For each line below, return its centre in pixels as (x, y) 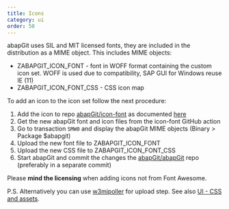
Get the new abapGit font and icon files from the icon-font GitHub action (119, 122)
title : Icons (26, 13)
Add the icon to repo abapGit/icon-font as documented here (102, 114)
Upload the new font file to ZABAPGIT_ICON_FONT (89, 143)
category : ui (26, 20)
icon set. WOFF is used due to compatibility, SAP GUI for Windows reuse (119, 73)
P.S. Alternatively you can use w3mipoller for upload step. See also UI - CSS (114, 191)
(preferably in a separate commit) (64, 165)
